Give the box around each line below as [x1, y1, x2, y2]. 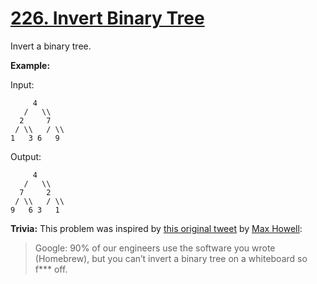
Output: [10, 150, 42, 162]
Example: [10, 59, 51, 71]
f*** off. [34, 263, 68, 275]
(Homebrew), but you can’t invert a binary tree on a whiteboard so [34, 252, 308, 264]
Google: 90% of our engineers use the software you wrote [34, 242, 276, 254]
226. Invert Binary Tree [10, 7, 205, 30]
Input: [10, 78, 35, 91]
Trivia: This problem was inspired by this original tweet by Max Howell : [10, 222, 303, 234]
